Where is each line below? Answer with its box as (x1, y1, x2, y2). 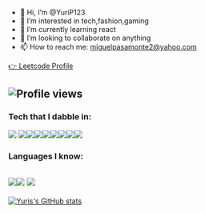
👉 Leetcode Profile (8, 61, 74, 70)
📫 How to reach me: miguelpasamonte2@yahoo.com (19, 42, 198, 51)
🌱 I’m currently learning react (19, 25, 116, 34)
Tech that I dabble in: (8, 111, 92, 123)
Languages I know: (8, 151, 84, 162)
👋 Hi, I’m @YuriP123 (19, 8, 86, 17)
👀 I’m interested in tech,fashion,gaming (19, 16, 150, 26)
